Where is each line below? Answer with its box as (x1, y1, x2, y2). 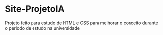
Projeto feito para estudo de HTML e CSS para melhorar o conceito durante (5, 20, 159, 26)
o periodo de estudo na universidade (5, 25, 80, 31)
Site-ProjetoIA (5, 3, 65, 15)
